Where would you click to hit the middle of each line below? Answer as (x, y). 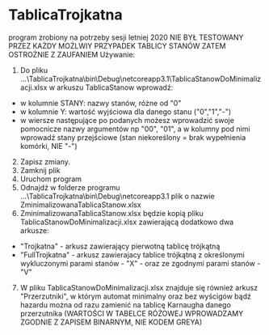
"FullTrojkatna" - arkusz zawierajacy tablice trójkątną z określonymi (132, 254)
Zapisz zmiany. (45, 161)
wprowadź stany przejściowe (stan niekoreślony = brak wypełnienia (133, 137)
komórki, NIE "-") (49, 146)
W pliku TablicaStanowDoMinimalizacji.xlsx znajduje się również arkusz (139, 287)
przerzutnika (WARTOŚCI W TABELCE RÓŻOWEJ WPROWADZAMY (132, 313)
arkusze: (35, 230)
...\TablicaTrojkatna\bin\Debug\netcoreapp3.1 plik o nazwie (118, 196)
